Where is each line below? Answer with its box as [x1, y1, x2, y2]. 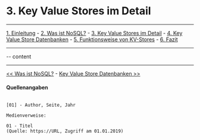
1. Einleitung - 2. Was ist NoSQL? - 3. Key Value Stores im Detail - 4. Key [6, 29, 183, 36]
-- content [6, 52, 32, 60]
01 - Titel [6, 123, 33, 129]
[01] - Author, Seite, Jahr [6, 102, 76, 108]
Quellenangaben [6, 83, 49, 91]
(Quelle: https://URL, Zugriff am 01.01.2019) [6, 128, 124, 135]
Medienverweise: [6, 113, 46, 119]
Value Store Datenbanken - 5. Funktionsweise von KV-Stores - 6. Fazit [6, 36, 178, 43]
